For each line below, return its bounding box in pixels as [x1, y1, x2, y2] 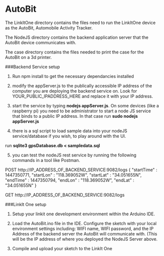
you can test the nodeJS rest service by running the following [12, 152, 137, 158]
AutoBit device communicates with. [5, 39, 77, 45]
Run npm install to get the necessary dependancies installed [12, 73, 134, 79]
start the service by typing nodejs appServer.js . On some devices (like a [12, 102, 159, 108]
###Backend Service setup [5, 64, 60, 70]
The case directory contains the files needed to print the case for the [5, 49, 144, 55]
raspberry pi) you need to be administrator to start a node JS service [12, 108, 151, 114]
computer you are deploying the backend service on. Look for [12, 88, 137, 94]
